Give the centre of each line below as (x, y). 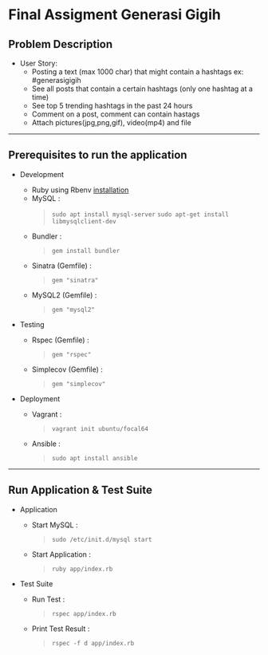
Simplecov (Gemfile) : (67, 369)
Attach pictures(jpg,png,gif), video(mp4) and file (111, 122)
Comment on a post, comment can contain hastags (116, 114)
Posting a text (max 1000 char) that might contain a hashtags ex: (138, 72)
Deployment (40, 399)
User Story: (39, 63)
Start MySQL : (55, 525)
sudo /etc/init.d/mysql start (102, 539)
